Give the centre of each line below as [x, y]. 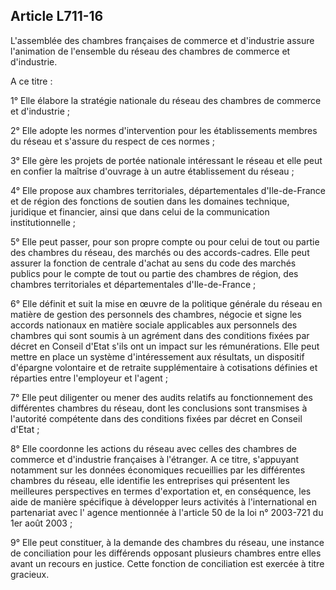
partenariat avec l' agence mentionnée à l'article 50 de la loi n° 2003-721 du [167, 512]
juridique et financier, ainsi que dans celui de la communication [140, 211]
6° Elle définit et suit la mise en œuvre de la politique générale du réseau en [166, 303]
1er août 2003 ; [41, 523]
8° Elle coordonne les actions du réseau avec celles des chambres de [154, 448]
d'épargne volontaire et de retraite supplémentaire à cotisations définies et [164, 367]
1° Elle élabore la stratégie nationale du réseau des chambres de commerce [166, 100]
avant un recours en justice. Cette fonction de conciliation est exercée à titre [167, 563]
